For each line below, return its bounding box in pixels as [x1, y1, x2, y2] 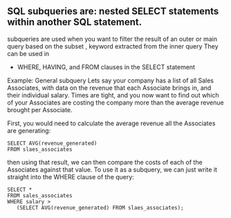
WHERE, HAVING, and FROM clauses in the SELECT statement [17, 62, 196, 71]
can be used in [7, 49, 50, 57]
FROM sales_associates [7, 192, 73, 199]
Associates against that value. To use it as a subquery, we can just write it [7, 165, 218, 174]
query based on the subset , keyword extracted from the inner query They [7, 42, 219, 51]
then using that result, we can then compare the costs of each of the [7, 158, 203, 166]
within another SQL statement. [7, 17, 142, 28]
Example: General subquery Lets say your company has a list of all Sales [7, 76, 214, 84]
